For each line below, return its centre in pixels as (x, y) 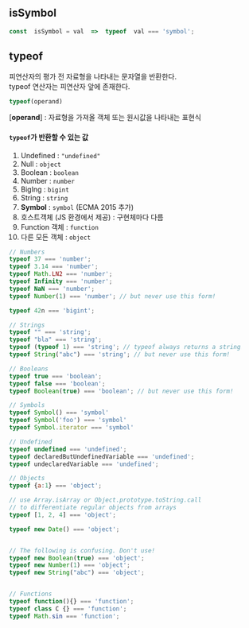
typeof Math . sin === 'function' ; (64, 616)
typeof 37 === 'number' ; (50, 259)
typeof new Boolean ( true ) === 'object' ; (77, 558)
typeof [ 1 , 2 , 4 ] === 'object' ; (62, 515)
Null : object (41, 164)
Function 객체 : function (59, 227)
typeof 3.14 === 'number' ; (54, 267)
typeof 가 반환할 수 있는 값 (49, 137)
